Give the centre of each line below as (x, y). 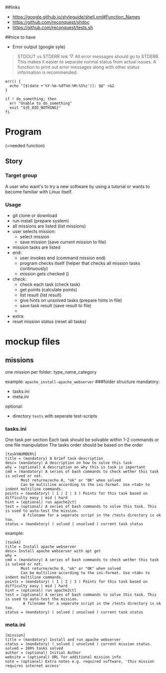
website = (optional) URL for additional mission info (63, 657)
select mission (35, 236)
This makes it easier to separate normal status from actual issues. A (87, 62)
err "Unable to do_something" (41, 103)
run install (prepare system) (41, 221)
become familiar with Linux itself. (39, 192)
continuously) (34, 268)
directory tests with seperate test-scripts (55, 416)
